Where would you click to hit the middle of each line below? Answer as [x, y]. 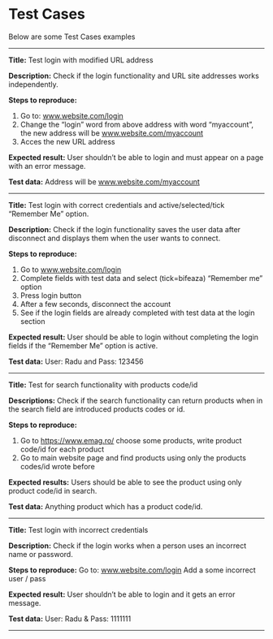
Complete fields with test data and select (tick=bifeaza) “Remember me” [141, 278]
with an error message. [47, 166]
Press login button [51, 295]
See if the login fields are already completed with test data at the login [137, 313]
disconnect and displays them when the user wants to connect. [115, 238]
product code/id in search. [53, 490]
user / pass [27, 578]
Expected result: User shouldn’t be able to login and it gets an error [122, 594]
